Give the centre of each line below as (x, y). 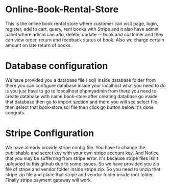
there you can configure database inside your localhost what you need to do (86, 85)
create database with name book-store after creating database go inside (81, 96)
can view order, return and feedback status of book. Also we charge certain (85, 40)
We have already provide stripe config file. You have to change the (75, 147)
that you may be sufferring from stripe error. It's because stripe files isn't (82, 158)
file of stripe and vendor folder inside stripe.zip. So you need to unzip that (83, 169)
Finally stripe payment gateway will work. (49, 180)
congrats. (15, 112)
